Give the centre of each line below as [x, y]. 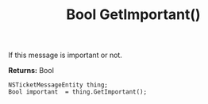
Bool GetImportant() [133, 15]
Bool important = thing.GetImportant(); [78, 92]
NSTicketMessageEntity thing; [58, 85]
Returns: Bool [31, 71]
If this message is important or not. [65, 55]
